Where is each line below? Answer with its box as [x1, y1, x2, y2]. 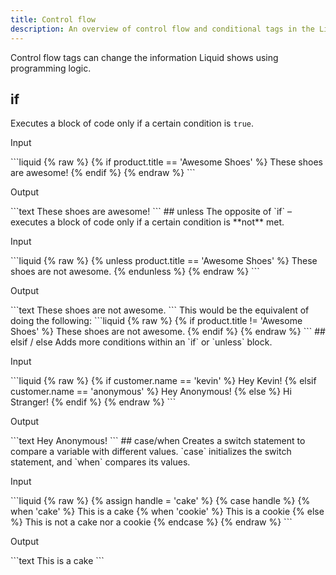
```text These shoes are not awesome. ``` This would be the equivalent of [10, 304, 310, 316]
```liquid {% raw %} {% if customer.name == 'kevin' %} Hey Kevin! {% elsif [10, 375, 317, 387]
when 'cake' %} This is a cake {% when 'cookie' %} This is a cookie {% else [10, 506, 325, 518]
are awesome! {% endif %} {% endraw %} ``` [10, 167, 196, 179]
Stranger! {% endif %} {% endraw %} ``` [10, 396, 177, 408]
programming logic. [10, 62, 92, 74]
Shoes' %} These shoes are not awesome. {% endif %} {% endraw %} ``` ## [10, 326, 326, 338]
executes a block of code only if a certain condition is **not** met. [10, 216, 285, 228]
